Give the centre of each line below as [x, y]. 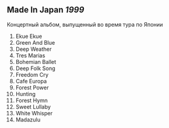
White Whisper [34, 113]
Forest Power [32, 88]
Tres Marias [30, 55]
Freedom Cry [32, 74]
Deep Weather [33, 49]
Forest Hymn [31, 100]
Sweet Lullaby [33, 107]
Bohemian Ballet [36, 62]
